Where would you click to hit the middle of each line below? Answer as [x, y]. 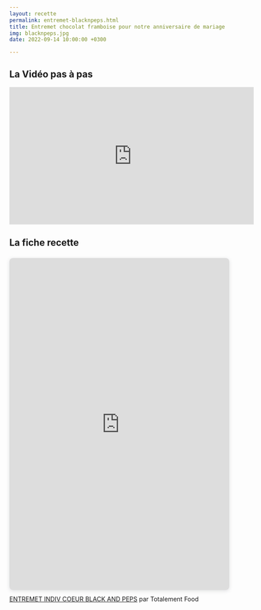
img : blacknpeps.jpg [39, 33]
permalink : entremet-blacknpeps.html [64, 20]
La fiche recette [44, 243]
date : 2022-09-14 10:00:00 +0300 [58, 40]
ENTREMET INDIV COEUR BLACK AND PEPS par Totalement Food [104, 599]
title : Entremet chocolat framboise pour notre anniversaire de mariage [117, 27]
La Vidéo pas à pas [51, 74]
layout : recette [33, 14]
